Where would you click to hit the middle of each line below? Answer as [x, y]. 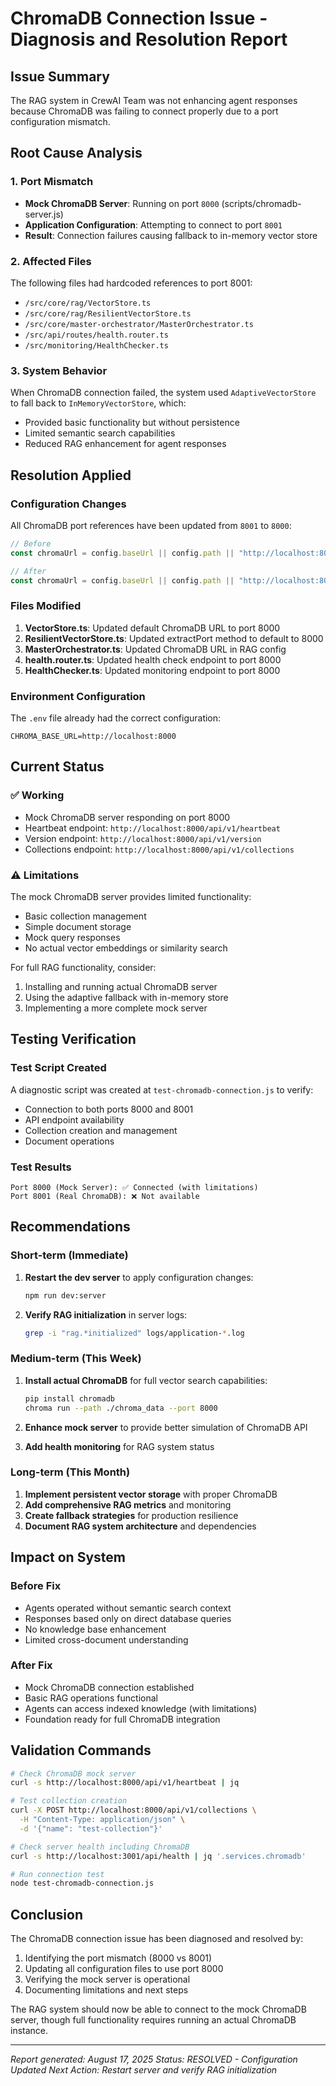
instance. [29, 2031]
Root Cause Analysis [76, 153]
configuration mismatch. [60, 121]
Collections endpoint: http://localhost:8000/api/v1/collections [159, 849]
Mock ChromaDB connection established [109, 1687]
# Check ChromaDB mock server [73, 1773]
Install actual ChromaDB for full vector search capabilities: [146, 1380]
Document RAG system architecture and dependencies [140, 1526]
